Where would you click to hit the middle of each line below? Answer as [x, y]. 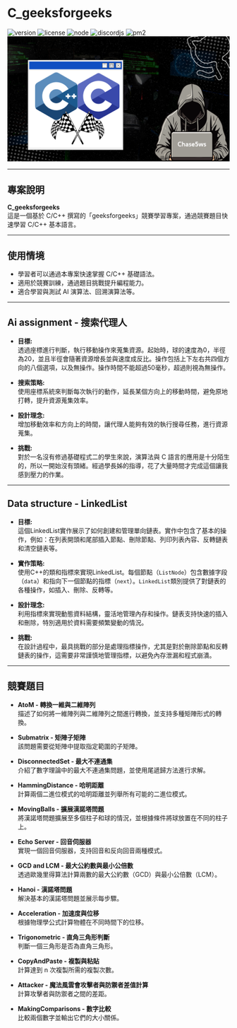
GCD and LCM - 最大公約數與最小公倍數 [75, 865]
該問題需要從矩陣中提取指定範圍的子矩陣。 [79, 746]
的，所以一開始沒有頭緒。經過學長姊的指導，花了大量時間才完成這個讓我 [122, 465]
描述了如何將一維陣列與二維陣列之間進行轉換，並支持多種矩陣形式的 [116, 713]
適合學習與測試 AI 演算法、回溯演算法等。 [78, 292]
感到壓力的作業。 [42, 474]
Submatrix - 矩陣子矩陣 [51, 737]
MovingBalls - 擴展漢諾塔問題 [61, 809]
